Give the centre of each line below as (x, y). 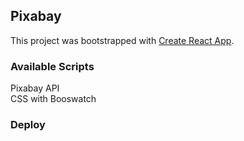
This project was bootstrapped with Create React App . (122, 40)
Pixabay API (35, 88)
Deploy (28, 125)
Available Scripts (52, 66)
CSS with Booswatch (53, 99)
